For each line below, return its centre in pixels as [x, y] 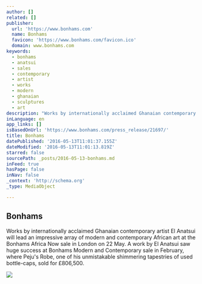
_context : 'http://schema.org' [46, 181]
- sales [21, 68]
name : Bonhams [29, 35]
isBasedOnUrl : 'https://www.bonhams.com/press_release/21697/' [88, 130]
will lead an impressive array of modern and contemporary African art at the [101, 237]
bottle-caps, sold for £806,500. [45, 263]
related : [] [21, 18]
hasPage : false [25, 170]
